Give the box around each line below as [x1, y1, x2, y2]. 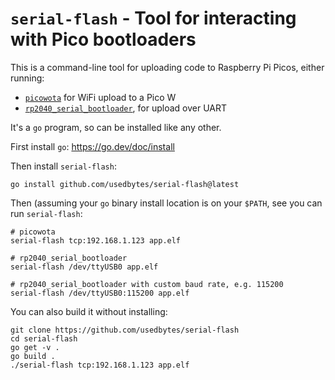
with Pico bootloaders [10, 28, 197, 51]
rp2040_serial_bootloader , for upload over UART [24, 102, 228, 114]
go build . [10, 351, 56, 361]
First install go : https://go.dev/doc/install [10, 140, 175, 152]
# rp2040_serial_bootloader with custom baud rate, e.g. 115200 [10, 279, 284, 289]
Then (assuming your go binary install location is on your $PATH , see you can [10, 197, 323, 209]
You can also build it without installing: [10, 305, 168, 317]
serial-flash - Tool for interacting [10, 7, 297, 30]
